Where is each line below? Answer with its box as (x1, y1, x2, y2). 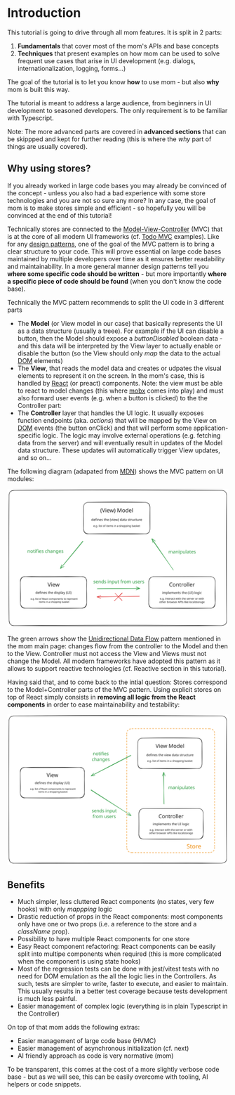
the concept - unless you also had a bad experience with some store (7, 188, 206, 197)
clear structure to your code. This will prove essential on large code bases (7, 247, 222, 256)
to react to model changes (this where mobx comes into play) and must (17, 386, 224, 395)
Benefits (7, 879, 46, 891)
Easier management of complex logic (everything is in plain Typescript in (17, 1002, 228, 1011)
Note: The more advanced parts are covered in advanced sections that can (7, 127, 227, 136)
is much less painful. (17, 995, 77, 1003)
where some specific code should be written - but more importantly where (7, 269, 227, 278)
